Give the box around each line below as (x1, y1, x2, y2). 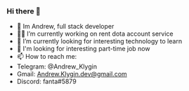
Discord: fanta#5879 (16, 77, 77, 86)
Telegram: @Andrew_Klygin (16, 62, 98, 71)
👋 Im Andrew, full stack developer (16, 22, 115, 31)
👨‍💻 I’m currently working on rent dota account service (16, 29, 174, 38)
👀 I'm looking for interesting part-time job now (16, 45, 150, 53)
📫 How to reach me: (16, 52, 77, 61)
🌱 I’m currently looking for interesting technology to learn (16, 37, 183, 45)
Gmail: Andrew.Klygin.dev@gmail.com (16, 70, 127, 78)
